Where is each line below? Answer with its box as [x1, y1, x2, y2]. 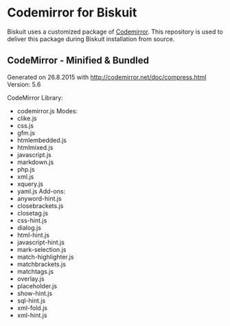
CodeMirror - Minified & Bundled [7, 55, 150, 67]
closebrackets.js [16, 201, 64, 210]
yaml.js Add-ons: [16, 187, 66, 195]
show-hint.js [16, 289, 53, 297]
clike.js [16, 114, 37, 122]
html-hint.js [16, 231, 50, 239]
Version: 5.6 [7, 80, 41, 89]
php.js [16, 165, 36, 173]
